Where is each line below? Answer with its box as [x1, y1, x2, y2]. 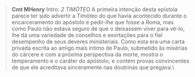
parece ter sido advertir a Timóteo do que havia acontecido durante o [11, 12, 187, 19]
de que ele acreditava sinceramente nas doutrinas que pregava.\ [11, 64, 175, 71]
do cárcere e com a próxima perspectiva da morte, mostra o [11, 51, 163, 58]
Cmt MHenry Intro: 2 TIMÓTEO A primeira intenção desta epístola [11, 6, 178, 13]
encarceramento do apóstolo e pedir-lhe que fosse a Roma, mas [11, 19, 174, 25]
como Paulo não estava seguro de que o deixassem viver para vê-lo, [11, 25, 185, 32]
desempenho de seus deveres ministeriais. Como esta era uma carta [11, 38, 185, 45]
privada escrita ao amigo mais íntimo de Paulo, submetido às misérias [11, 44, 188, 52]
